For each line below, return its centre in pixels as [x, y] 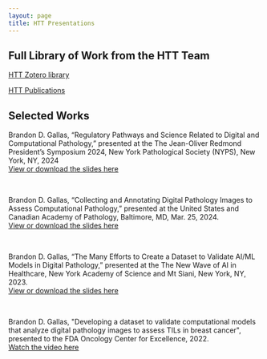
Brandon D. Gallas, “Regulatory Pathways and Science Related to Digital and [134, 135]
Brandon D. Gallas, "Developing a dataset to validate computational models [132, 322]
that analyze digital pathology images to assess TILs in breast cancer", [125, 330]
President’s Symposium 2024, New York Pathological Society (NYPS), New [132, 152]
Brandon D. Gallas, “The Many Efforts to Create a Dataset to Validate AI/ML [132, 256]
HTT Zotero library [39, 75]
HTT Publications [37, 91]
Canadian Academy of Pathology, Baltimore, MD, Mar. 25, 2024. [113, 217]
